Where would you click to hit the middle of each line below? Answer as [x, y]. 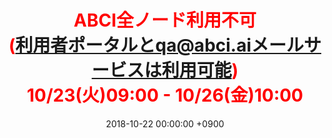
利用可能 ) [200, 70]
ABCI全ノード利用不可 [165, 20]
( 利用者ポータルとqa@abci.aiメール [156, 45]
